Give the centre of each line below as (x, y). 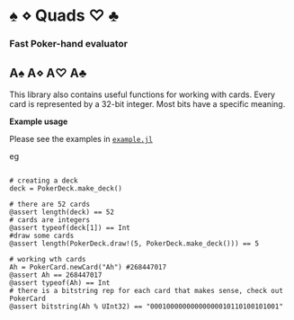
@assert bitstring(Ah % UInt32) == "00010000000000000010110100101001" (146, 307)
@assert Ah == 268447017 (56, 275)
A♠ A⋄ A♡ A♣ (48, 73)
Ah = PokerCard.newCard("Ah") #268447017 (88, 267)
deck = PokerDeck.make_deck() (66, 188)
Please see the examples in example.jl (81, 138)
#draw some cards (42, 236)
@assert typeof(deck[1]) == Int (70, 227)
